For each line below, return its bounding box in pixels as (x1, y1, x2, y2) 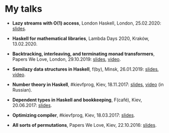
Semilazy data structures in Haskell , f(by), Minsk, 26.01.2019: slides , (12, 66, 159, 72)
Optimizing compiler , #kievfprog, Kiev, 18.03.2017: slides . (12, 112, 136, 118)
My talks (5, 3, 43, 15)
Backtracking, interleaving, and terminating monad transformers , (12, 51, 155, 57)
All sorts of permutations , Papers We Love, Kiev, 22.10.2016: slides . (12, 122, 157, 128)
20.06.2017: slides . (12, 102, 52, 108)
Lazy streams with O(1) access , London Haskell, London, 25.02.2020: (12, 20, 161, 26)
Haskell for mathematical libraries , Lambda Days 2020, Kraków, (12, 35, 149, 41)
